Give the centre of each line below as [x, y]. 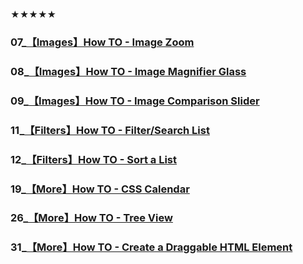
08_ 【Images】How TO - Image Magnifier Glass [128, 71]
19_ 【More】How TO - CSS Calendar [100, 189]
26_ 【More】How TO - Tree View [91, 218]
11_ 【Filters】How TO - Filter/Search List [110, 130]
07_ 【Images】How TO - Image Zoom [102, 42]
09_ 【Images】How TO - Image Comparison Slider [135, 101]
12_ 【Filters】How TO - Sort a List [94, 159]
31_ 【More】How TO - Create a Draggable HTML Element [151, 247]
